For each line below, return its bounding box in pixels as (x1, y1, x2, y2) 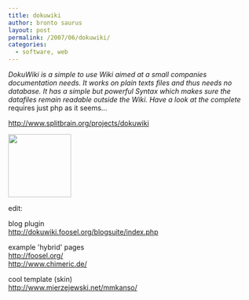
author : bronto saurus (8, 19, 82, 27)
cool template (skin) (8, 275, 73, 283)
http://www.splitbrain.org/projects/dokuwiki (8, 119, 149, 128)
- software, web (15, 48, 68, 56)
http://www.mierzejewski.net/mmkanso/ (8, 283, 137, 292)
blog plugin (8, 219, 45, 228)
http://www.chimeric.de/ (8, 259, 88, 269)
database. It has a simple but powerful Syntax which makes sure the (8, 87, 232, 95)
